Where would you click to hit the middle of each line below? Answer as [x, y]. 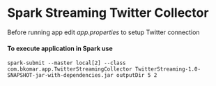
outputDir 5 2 [137, 76]
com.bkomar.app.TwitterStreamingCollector [70, 69]
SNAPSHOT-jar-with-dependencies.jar [60, 76]
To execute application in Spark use [60, 48]
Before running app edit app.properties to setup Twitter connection [103, 32]
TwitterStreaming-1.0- [168, 69]
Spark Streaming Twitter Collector [108, 13]
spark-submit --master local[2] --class [67, 63]
